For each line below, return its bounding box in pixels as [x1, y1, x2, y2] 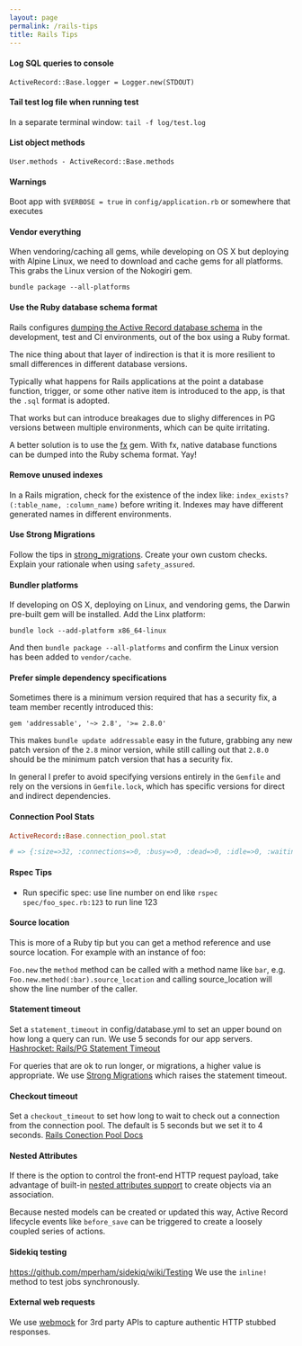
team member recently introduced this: [9, 702, 154, 713]
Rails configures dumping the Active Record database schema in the [9, 321, 263, 333]
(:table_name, [9, 500, 63, 509]
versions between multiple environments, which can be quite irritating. [9, 422, 270, 433]
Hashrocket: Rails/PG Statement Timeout [9, 1043, 161, 1054]
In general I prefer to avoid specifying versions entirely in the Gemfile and [9, 771, 281, 783]
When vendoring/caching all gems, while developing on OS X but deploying [9, 247, 289, 257]
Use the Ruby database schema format [9, 301, 158, 312]
